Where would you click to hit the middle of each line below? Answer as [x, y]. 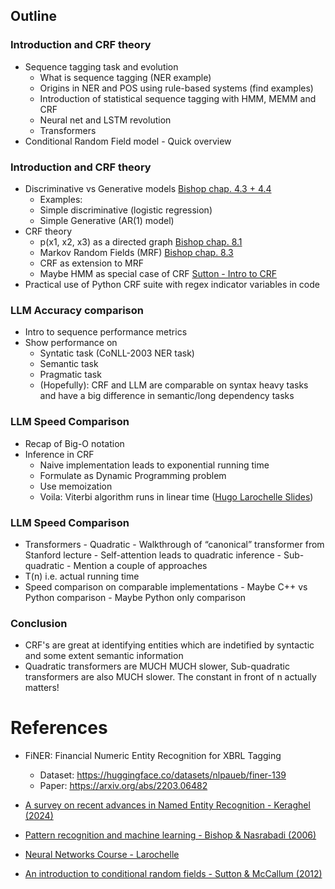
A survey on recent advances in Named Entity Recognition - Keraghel [167, 805]
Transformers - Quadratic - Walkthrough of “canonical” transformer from [174, 544]
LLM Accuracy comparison [77, 310]
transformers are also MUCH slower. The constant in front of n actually [170, 677]
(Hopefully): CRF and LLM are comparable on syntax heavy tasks [174, 385]
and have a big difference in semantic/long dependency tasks [167, 396]
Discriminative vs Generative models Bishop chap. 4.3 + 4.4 [148, 188]
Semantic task [69, 364]
